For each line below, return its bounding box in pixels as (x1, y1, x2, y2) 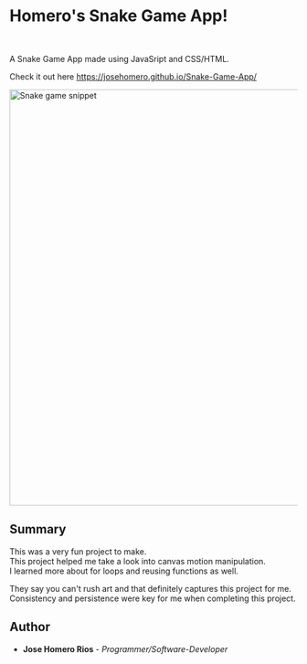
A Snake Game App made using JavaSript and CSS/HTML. (9, 53, 230, 64)
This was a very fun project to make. (9, 545, 147, 557)
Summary (9, 522, 67, 537)
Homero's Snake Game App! (9, 5, 228, 26)
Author (9, 619, 50, 635)
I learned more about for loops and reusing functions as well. (9, 565, 239, 576)
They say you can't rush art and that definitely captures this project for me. (9, 583, 292, 594)
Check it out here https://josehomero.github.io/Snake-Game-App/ (9, 70, 258, 82)
